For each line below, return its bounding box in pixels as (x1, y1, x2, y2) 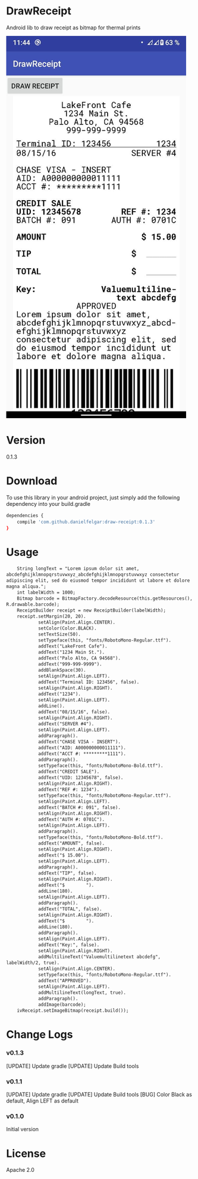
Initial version (6, 1126, 39, 1133)
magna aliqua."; (6, 584, 46, 589)
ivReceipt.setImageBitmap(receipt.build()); (17, 1008, 129, 1014)
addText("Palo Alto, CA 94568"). (37, 655, 121, 661)
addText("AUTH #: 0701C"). (37, 816, 105, 822)
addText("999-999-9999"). (37, 661, 102, 667)
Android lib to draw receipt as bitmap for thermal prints (6, 24, 141, 31)
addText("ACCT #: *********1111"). (37, 751, 127, 757)
